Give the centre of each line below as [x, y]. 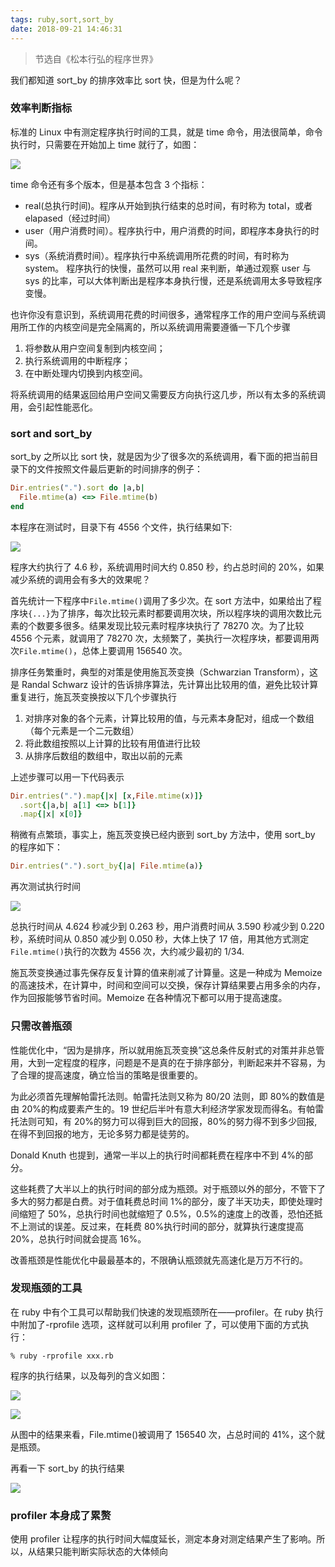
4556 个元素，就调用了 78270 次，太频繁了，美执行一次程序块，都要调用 [160, 638]
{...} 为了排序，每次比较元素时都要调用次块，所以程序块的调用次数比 [170, 613]
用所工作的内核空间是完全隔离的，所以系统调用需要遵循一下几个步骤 [150, 327]
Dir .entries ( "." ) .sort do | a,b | [77, 488]
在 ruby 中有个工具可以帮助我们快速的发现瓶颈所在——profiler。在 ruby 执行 [167, 1312]
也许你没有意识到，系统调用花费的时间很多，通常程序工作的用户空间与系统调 [168, 314]
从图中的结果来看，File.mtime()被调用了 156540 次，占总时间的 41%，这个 [163, 1434]
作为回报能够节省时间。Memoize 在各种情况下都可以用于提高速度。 [149, 998]
